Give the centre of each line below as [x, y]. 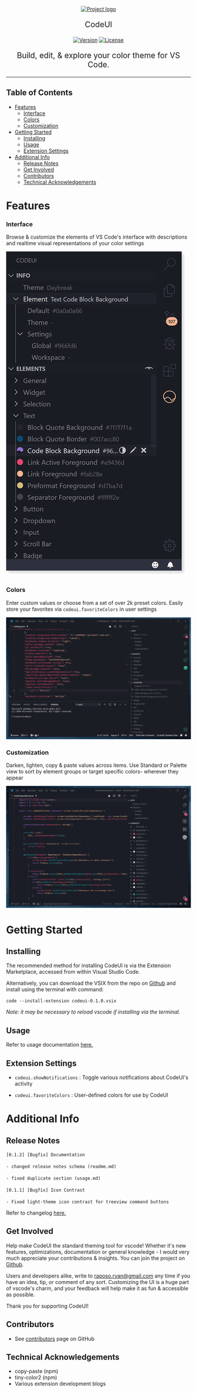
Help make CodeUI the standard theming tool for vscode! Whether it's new [96, 1245]
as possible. [21, 1294]
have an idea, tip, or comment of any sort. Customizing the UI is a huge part [98, 1282]
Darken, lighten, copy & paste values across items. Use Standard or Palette [96, 765]
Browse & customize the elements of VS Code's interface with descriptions [97, 237]
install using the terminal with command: [55, 990]
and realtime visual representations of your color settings [75, 243]
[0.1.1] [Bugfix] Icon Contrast [45, 1190]
